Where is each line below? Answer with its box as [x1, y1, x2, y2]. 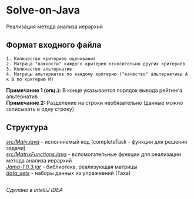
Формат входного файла [6, 40, 102, 50]
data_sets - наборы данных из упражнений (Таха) [6, 169, 131, 177]
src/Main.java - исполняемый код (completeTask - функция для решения [6, 138, 188, 145]
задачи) [6, 144, 26, 151]
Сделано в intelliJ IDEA [6, 186, 63, 193]
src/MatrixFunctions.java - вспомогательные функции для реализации [6, 151, 182, 158]
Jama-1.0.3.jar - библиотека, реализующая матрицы [6, 163, 138, 170]
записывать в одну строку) [6, 105, 75, 112]
